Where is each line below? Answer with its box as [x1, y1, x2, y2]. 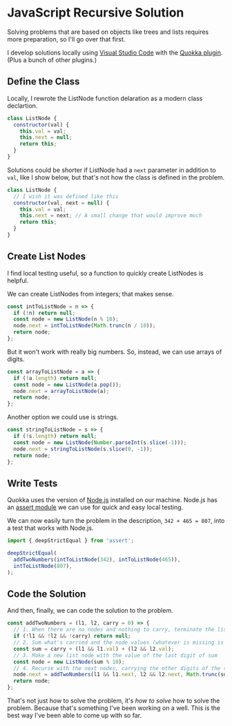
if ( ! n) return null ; [13, 309, 76, 316]
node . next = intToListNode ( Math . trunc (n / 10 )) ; [13, 323, 156, 329]
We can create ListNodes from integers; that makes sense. [7, 289, 174, 298]
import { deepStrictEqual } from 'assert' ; [7, 537, 135, 544]
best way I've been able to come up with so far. [7, 711, 142, 720]
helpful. [7, 276, 29, 285]
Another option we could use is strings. [7, 413, 119, 421]
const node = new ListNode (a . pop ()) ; [13, 381, 122, 388]
